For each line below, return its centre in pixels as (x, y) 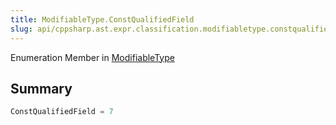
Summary (41, 88)
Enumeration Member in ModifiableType (92, 57)
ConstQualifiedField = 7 (62, 112)
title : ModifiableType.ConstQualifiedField (102, 19)
